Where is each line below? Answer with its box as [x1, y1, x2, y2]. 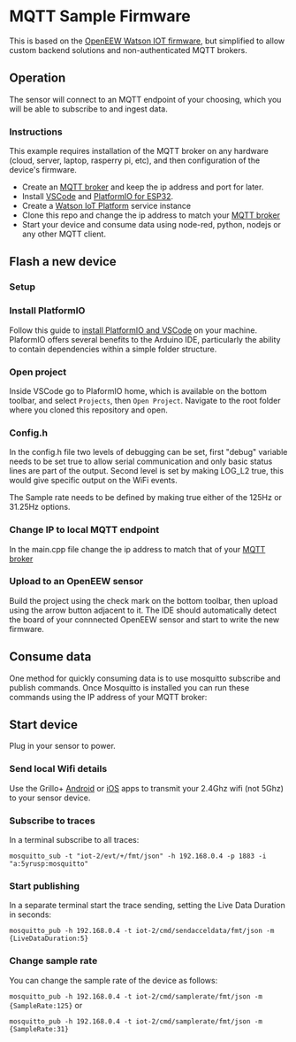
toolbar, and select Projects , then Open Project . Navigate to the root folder [9, 395, 281, 405]
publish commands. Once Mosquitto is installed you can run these [9, 682, 250, 692]
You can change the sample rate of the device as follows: [9, 975, 218, 985]
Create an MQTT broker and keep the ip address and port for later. [21, 181, 264, 192]
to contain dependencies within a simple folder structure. [9, 343, 217, 354]
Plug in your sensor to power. [9, 741, 117, 752]
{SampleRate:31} [9, 1024, 69, 1033]
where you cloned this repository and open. [9, 405, 168, 415]
